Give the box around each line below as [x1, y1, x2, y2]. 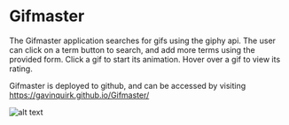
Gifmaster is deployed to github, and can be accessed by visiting [9, 80, 246, 91]
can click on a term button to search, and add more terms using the [9, 44, 255, 55]
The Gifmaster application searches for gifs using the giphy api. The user [9, 35, 277, 46]
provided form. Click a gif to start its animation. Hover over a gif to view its [9, 54, 281, 64]
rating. [9, 63, 33, 74]
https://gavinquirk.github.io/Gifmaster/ [9, 90, 150, 100]
